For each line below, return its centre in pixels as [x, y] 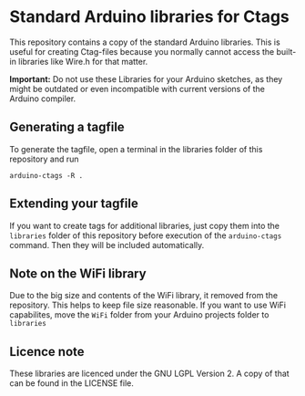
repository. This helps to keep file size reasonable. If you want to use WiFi [148, 305]
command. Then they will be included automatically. [107, 245]
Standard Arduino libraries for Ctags [149, 17]
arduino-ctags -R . [46, 175]
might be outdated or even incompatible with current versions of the [137, 89]
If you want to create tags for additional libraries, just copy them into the [145, 225]
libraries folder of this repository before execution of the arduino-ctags [146, 235]
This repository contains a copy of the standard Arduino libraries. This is [145, 42]
